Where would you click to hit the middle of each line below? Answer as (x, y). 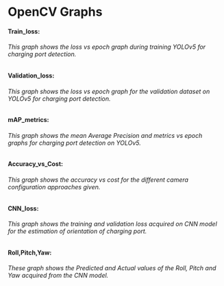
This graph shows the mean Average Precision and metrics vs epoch (105, 135)
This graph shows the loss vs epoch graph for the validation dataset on (109, 91)
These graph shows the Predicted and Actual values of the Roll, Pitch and (112, 268)
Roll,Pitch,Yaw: (30, 252)
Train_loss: (24, 31)
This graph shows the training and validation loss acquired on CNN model (113, 224)
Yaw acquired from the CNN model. (58, 276)
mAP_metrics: (28, 120)
